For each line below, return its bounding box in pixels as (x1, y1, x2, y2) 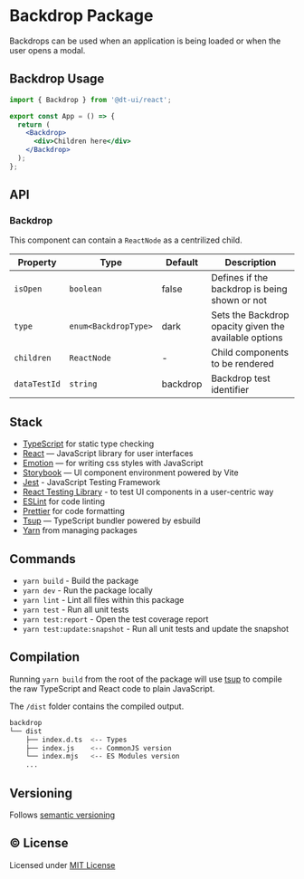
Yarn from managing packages (22, 525, 138, 536)
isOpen (14, 284, 43, 294)
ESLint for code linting (22, 496, 106, 507)
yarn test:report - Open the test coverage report (22, 614, 209, 625)
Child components (211, 346, 290, 358)
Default (166, 256, 199, 269)
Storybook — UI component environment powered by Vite (22, 467, 239, 478)
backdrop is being (211, 282, 288, 295)
